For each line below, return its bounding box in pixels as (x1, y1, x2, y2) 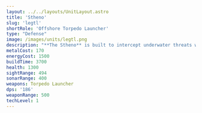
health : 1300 (6, 64, 39, 71)
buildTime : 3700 (6, 59, 47, 65)
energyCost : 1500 (6, 53, 50, 59)
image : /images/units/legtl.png (6, 36, 87, 42)
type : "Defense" (6, 31, 47, 37)
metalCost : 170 (6, 48, 44, 54)
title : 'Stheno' (6, 14, 47, 20)
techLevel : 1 (6, 97, 39, 103)
